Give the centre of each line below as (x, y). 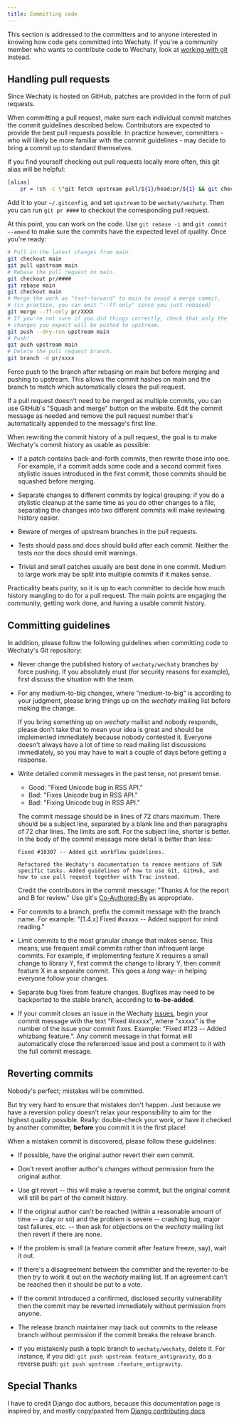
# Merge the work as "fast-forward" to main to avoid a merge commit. (114, 299)
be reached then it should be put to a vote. (80, 1284)
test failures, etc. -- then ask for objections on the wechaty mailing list (121, 1226)
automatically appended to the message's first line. (83, 424)
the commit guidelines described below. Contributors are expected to (109, 125)
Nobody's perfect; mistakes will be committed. (76, 1091)
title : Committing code (43, 14)
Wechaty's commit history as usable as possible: (79, 445)
